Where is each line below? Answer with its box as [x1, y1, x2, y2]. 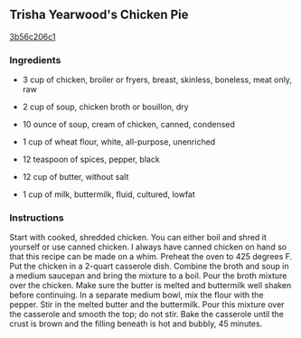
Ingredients [9, 53, 61, 66]
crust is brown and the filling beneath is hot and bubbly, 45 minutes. [9, 318, 263, 329]
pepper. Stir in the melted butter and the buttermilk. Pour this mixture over [9, 299, 285, 310]
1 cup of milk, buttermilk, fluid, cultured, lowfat [22, 189, 196, 200]
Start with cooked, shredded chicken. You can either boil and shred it [9, 232, 267, 243]
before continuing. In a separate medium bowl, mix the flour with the [9, 289, 264, 301]
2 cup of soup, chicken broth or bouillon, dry [22, 101, 189, 112]
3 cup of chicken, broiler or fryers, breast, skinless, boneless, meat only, [22, 74, 292, 85]
